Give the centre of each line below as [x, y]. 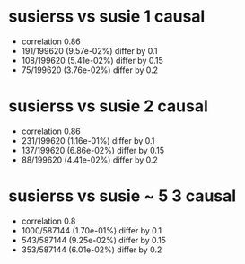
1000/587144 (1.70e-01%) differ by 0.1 [92, 230]
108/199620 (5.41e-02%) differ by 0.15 [92, 60]
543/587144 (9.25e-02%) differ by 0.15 [94, 240]
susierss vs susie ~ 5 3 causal [122, 196]
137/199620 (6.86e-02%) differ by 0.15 [93, 150]
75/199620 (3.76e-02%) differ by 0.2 [90, 70]
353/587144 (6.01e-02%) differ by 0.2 [92, 250]
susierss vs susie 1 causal [107, 17]
